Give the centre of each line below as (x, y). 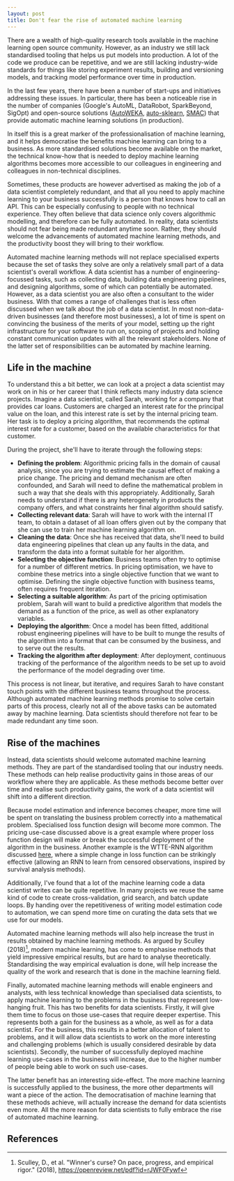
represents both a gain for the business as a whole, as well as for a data (110, 1022)
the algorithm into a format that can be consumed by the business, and (119, 641)
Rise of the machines (54, 743)
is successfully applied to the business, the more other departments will (110, 1087)
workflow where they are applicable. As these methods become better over (116, 782)
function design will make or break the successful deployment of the (106, 840)
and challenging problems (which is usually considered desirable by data (112, 1044)
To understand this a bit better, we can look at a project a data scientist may (116, 385)
